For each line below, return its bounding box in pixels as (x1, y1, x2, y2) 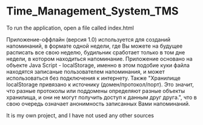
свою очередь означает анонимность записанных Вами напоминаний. (6, 100, 190, 107)
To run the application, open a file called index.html (6, 24, 135, 31)
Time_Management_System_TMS (6, 4, 179, 18)
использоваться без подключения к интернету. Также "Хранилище (6, 74, 181, 82)
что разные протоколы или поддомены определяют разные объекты (6, 87, 185, 94)
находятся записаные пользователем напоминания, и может (6, 68, 165, 75)
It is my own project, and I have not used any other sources (6, 112, 155, 119)
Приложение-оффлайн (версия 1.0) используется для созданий (6, 36, 171, 43)
